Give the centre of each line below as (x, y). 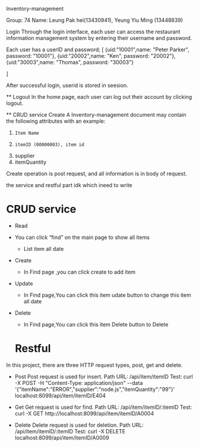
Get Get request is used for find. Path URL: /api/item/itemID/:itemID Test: (103, 407)
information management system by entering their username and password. (99, 38)
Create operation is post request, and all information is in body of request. (97, 173)
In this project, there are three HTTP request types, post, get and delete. (94, 365)
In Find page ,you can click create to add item (79, 272)
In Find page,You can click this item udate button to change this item (107, 295)
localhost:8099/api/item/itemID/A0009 (62, 437)
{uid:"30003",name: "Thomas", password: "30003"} (70, 62)
